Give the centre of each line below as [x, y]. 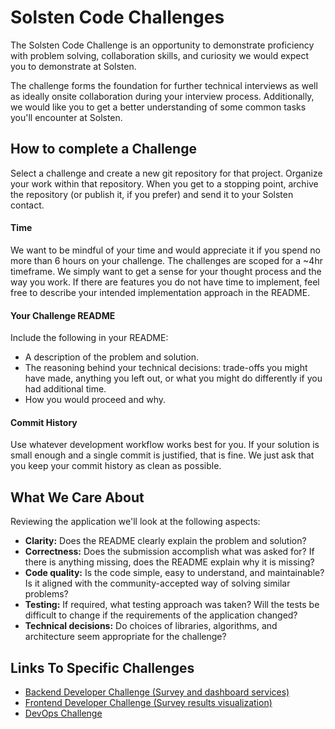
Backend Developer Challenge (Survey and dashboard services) [157, 692]
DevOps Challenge [63, 713]
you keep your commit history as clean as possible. [116, 466]
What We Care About [77, 497]
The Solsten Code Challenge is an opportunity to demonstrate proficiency [162, 45]
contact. [27, 205]
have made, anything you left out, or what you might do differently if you [173, 378]
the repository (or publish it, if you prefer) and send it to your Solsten [152, 194]
